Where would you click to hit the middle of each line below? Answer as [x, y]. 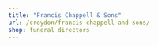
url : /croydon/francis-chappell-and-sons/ [79, 23]
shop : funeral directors [49, 30]
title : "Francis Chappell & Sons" [65, 15]
